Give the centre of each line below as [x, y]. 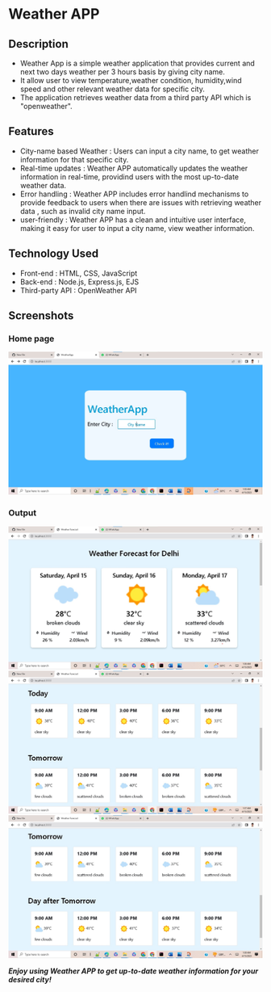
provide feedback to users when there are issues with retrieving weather [141, 202]
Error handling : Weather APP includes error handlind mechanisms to [134, 194]
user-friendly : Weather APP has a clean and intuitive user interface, [133, 220]
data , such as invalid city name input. [83, 211]
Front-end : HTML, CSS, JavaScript [79, 273]
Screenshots [41, 316]
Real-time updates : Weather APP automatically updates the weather [134, 168]
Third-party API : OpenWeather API [78, 290]
